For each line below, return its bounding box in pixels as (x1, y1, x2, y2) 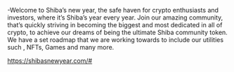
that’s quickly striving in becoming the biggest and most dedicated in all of (7, 21, 223, 29)
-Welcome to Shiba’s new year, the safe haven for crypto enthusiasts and (7, 6, 219, 14)
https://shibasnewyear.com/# (7, 57, 93, 65)
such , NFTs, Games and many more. (7, 43, 115, 51)
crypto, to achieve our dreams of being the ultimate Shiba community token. (7, 28, 228, 36)
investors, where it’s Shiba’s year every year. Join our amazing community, (7, 13, 223, 22)
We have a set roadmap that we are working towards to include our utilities (7, 36, 223, 44)
